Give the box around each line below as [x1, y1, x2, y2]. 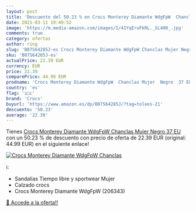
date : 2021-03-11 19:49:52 [6, 19, 72, 25]
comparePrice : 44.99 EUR [6, 74, 66, 80]
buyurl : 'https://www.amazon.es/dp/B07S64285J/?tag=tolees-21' [6, 101, 163, 107]
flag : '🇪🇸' [6, 90, 35, 96]
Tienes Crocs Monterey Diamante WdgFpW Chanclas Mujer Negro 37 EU [6, 128, 181, 135]
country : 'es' [6, 85, 41, 91]
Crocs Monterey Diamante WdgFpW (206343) [14, 188, 125, 195]
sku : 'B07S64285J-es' [6, 52, 59, 58]
